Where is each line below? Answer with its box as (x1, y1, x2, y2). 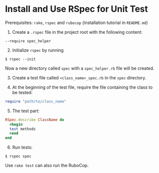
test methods (9, 126, 36, 131)
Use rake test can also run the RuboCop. (5, 163, 89, 169)
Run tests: (12, 145, 33, 150)
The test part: (12, 108, 40, 114)
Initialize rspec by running (12, 47, 64, 53)
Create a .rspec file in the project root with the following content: (12, 29, 142, 35)
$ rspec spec (5, 154, 32, 159)
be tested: (12, 89, 33, 95)
